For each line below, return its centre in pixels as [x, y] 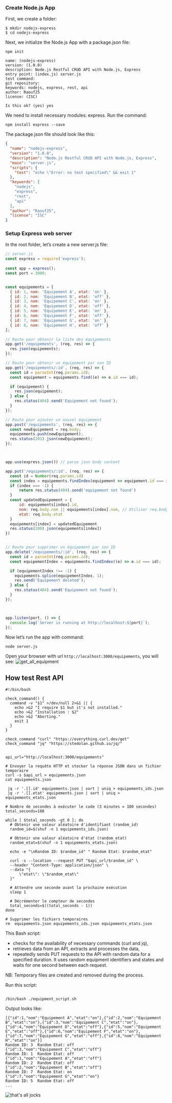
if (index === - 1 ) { [32, 486]
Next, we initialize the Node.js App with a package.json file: [68, 42]
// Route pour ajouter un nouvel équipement [53, 420]
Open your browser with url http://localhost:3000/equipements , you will [82, 656]
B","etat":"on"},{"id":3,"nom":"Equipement [52, 1023]
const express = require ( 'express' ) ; [46, 259]
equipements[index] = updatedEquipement [53, 524]
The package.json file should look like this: [50, 134]
